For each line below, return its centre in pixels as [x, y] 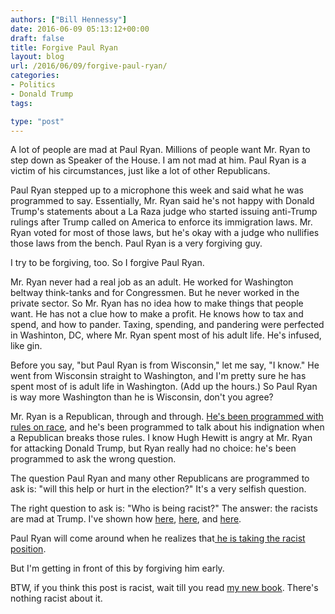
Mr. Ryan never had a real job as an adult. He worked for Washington [152, 282]
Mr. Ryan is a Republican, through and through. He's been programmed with [167, 417]
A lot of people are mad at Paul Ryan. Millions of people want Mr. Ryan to [160, 150]
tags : [21, 103]
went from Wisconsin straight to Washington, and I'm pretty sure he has [158, 376]
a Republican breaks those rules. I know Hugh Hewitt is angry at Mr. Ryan [161, 438]
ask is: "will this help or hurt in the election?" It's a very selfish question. [158, 489]
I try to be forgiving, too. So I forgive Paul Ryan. [107, 263]
